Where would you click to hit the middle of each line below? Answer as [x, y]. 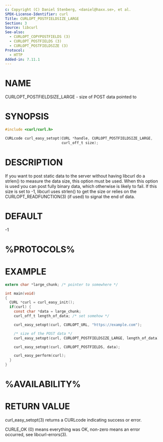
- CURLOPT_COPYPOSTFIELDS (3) [40, 37]
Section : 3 [16, 23]
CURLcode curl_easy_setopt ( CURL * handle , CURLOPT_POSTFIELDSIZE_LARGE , [79, 138]
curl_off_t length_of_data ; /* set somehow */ [62, 316]
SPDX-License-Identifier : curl [37, 14]
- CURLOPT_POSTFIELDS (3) [36, 41]
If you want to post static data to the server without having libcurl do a [75, 176]
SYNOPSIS [27, 117]
